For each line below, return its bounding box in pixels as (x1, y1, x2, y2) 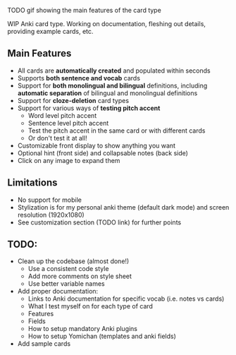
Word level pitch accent (27, 111, 97, 119)
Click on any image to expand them (17, 156, 120, 164)
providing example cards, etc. (7, 28, 94, 35)
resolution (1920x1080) (17, 210, 85, 219)
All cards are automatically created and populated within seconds (17, 66, 211, 75)
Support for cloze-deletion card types (17, 96, 129, 104)
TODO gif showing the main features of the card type (7, 6, 162, 14)
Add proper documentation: (17, 287, 99, 296)
